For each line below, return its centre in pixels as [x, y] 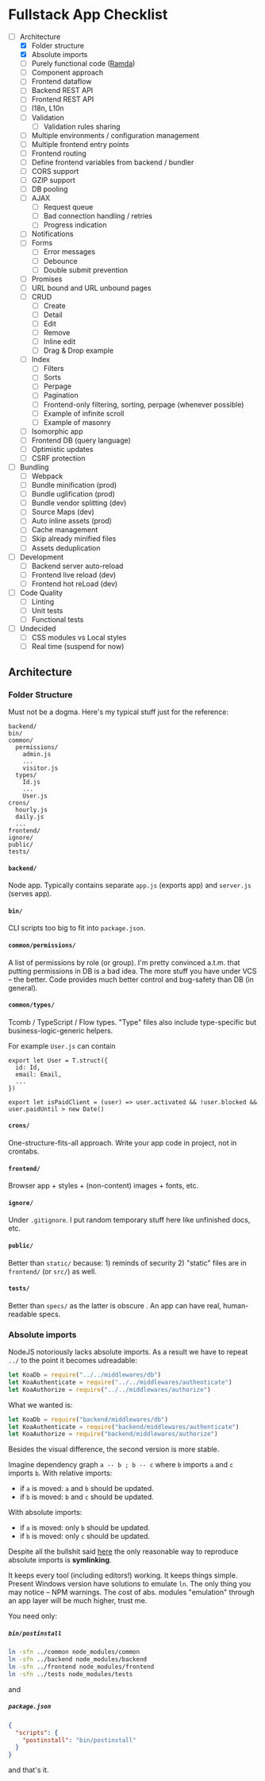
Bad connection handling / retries [98, 216]
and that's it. [29, 1770]
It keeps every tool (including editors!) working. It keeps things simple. [123, 1575]
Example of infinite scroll [84, 413]
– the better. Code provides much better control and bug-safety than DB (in [131, 979]
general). [23, 987]
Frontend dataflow [61, 82]
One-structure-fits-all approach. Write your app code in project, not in [123, 1142]
